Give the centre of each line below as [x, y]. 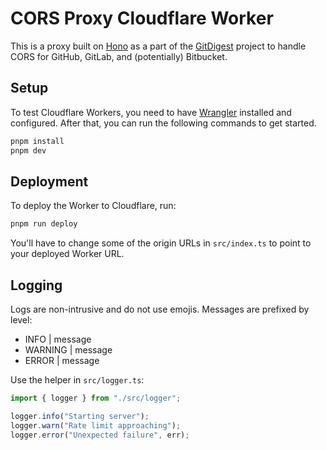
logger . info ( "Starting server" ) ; [80, 416]
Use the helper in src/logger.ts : [77, 380]
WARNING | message [68, 350]
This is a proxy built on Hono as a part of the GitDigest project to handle [158, 46]
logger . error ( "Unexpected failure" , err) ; [100, 435]
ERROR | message [62, 360]
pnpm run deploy [44, 224]
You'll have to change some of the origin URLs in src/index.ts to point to [161, 243]
